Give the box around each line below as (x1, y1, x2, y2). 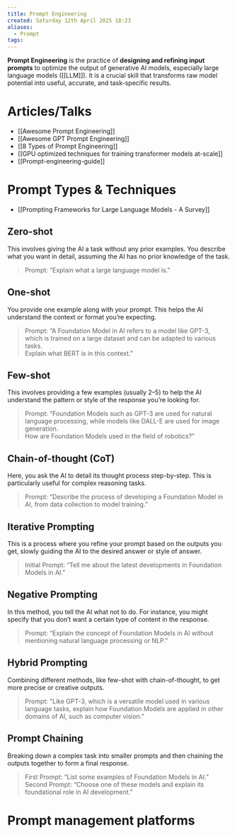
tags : (7, 37, 23, 44)
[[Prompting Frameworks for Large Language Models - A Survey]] (17, 205, 210, 213)
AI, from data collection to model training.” (24, 500, 149, 509)
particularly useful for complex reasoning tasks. (7, 479, 146, 487)
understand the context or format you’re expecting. (7, 312, 157, 321)
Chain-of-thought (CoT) (7, 453, 115, 465)
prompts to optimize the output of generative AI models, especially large (7, 64, 219, 72)
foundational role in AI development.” (24, 788, 133, 796)
